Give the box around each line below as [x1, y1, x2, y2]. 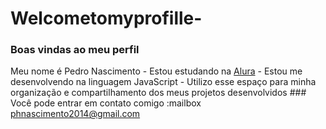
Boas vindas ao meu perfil [10, 43, 140, 57]
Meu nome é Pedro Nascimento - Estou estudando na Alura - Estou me [10, 65, 303, 77]
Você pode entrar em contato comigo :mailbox [10, 97, 202, 109]
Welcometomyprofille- [10, 7, 203, 30]
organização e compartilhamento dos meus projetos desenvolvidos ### [10, 87, 307, 99]
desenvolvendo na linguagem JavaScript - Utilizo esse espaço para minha [10, 76, 317, 88]
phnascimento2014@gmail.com [10, 108, 141, 120]
